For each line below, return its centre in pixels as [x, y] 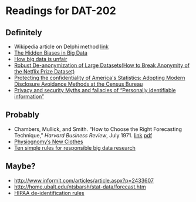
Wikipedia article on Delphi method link [61, 46]
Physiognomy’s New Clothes [48, 142]
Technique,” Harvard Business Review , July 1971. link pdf [83, 135]
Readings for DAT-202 [61, 11]
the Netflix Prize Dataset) [44, 71]
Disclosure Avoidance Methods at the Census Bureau [78, 84]
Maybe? [21, 166]
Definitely [24, 33]
